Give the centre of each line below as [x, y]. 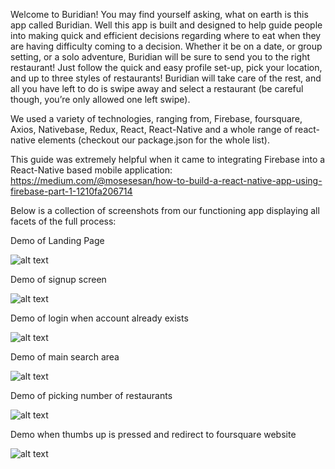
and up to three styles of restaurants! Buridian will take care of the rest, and [166, 78]
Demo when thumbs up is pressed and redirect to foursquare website [153, 434]
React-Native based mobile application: [91, 170]
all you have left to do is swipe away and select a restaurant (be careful [157, 88]
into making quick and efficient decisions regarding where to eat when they [166, 35]
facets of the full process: [63, 221]
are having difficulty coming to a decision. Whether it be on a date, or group [166, 46]
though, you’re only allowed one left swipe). [100, 99]
